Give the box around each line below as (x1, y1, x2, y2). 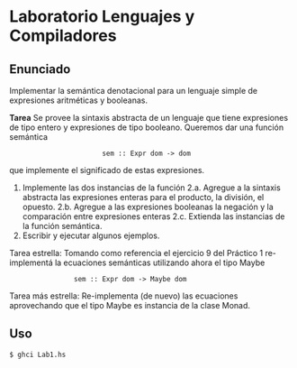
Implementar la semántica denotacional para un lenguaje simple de (9, 86, 258, 96)
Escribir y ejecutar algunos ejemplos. (22, 230, 160, 241)
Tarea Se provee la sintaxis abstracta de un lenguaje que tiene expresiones (9, 113, 289, 123)
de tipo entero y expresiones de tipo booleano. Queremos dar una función (9, 122, 284, 133)
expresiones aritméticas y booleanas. (9, 95, 148, 106)
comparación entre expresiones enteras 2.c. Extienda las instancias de (22, 211, 285, 222)
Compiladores (9, 25, 117, 46)
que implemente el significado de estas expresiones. (9, 165, 205, 175)
